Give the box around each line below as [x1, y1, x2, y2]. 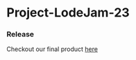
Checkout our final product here [6, 45, 99, 53]
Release [6, 30, 35, 39]
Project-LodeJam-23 [6, 5, 130, 21]
